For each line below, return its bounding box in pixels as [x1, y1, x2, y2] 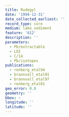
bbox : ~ [5, 95, 21, 100]
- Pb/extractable [9, 44, 45, 49]
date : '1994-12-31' [5, 12, 45, 17]
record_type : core [5, 21, 43, 26]
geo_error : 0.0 [5, 86, 36, 91]
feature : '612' [5, 30, 36, 35]
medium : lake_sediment [5, 26, 52, 31]
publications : [5, 63, 34, 68]
